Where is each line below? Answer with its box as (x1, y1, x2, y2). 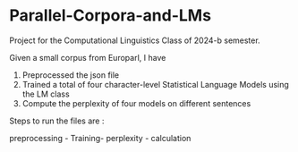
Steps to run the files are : (9, 115, 105, 126)
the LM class (21, 89, 70, 99)
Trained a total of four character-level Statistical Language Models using (21, 79, 289, 89)
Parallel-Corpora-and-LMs (9, 5, 212, 26)
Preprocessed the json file (21, 69, 120, 80)
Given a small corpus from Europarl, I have (9, 52, 166, 63)
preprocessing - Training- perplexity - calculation (9, 132, 192, 143)
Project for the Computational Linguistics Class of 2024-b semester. (9, 35, 261, 46)
